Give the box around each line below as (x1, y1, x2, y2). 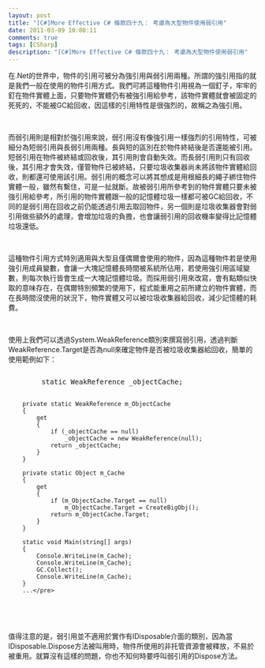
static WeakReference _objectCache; (41, 377, 184, 386)
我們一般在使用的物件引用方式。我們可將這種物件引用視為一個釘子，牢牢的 (14, 81, 257, 90)
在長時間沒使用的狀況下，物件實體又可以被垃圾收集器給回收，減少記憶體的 (8, 293, 250, 302)
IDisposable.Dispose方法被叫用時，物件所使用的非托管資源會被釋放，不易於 (8, 641, 255, 651)
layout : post (8, 11, 51, 20)
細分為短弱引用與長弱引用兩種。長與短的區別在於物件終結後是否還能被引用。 (8, 143, 257, 152)
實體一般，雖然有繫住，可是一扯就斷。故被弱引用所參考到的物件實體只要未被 (8, 182, 257, 191)
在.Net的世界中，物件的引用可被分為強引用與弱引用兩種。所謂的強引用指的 (8, 71, 250, 80)
